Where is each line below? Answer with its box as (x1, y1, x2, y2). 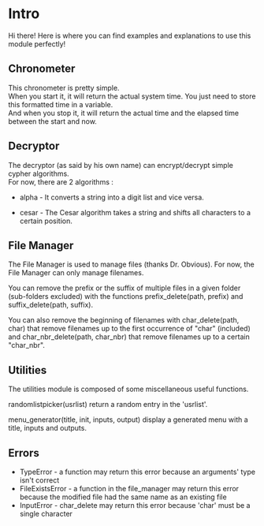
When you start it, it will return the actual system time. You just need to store (8, 91, 256, 101)
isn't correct (19, 476, 60, 485)
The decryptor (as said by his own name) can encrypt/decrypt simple (8, 160, 234, 170)
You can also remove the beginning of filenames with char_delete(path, (8, 315, 240, 325)
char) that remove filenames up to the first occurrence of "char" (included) (8, 324, 251, 334)
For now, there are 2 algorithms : (8, 177, 114, 186)
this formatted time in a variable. (8, 99, 113, 109)
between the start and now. (8, 116, 97, 126)
